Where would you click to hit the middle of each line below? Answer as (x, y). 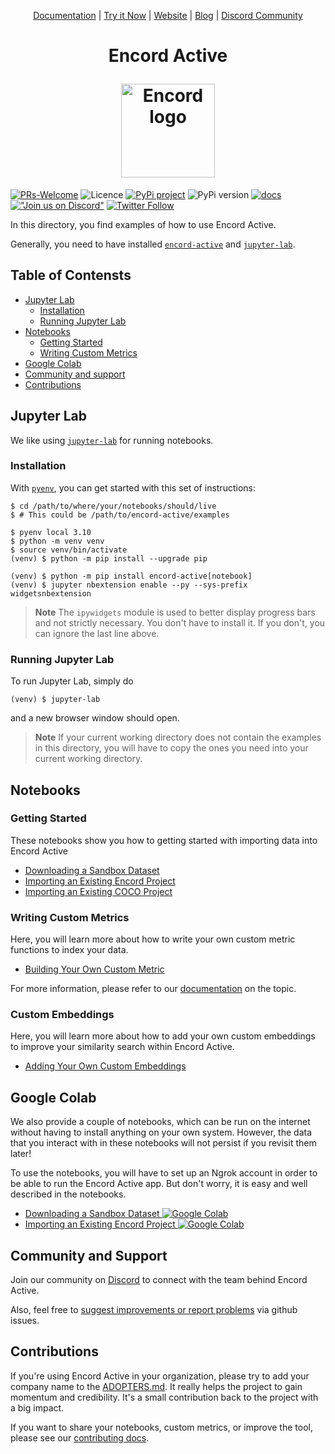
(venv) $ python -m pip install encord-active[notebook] (131, 576)
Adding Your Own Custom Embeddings (105, 1066)
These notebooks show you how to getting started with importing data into (164, 840)
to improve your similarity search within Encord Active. (122, 1047)
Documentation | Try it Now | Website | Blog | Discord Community (168, 15)
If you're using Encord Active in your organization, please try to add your (160, 1376)
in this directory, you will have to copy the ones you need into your (171, 748)
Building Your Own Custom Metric (94, 969)
